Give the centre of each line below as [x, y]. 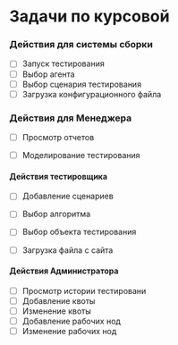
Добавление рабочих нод [71, 321]
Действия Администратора [64, 271]
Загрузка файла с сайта [68, 250]
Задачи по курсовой [89, 17]
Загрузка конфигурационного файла [92, 94]
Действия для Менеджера [71, 118]
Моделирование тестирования [81, 156]
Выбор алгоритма [56, 214]
